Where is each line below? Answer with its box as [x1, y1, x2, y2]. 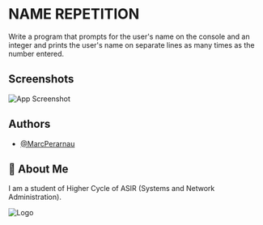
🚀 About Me [8, 162, 69, 176]
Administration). [8, 192, 62, 202]
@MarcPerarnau [19, 138, 75, 148]
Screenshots [8, 72, 74, 86]
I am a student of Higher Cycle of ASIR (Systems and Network [8, 184, 215, 193]
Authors [8, 117, 51, 131]
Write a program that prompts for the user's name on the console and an [8, 32, 250, 41]
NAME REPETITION [8, 5, 140, 23]
